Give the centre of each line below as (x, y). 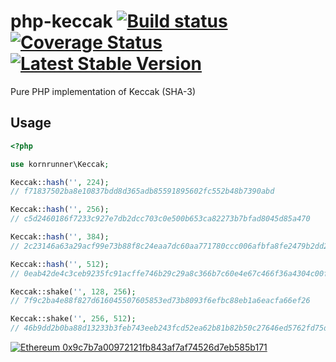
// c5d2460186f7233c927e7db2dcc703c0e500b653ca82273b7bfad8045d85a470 (160, 219)
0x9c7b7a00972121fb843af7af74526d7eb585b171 (165, 347)
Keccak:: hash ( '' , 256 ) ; (60, 210)
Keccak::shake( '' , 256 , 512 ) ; (73, 319)
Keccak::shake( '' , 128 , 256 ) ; (73, 291)
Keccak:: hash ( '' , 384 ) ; (60, 237)
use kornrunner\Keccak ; (60, 164)
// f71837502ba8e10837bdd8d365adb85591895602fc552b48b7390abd (142, 191)
